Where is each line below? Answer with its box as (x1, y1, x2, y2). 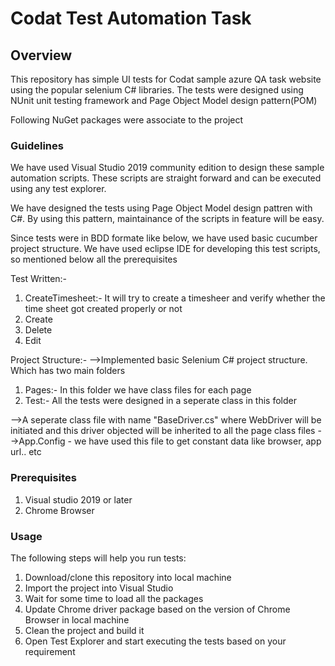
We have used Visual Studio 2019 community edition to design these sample (10, 162, 325, 174)
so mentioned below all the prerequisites (10, 253, 178, 266)
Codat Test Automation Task (10, 7, 252, 30)
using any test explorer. (10, 183, 107, 195)
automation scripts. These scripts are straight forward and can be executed (10, 172, 322, 184)
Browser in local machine (24, 613, 130, 626)
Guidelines (10, 138, 64, 152)
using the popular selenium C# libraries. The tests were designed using (10, 84, 304, 96)
